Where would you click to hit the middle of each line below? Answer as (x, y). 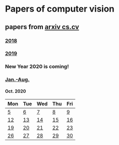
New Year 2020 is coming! (37, 66)
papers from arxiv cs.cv (42, 27)
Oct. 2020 (16, 91)
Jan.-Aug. (18, 80)
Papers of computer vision (60, 9)
